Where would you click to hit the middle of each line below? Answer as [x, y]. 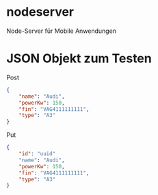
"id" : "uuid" [37, 154]
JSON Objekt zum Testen [79, 58]
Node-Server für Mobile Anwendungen [62, 31]
